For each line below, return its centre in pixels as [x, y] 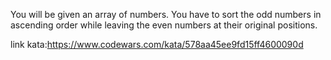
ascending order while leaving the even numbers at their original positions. [164, 25]
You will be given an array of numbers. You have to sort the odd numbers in [166, 14]
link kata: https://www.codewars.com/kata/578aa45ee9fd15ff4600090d [157, 44]
